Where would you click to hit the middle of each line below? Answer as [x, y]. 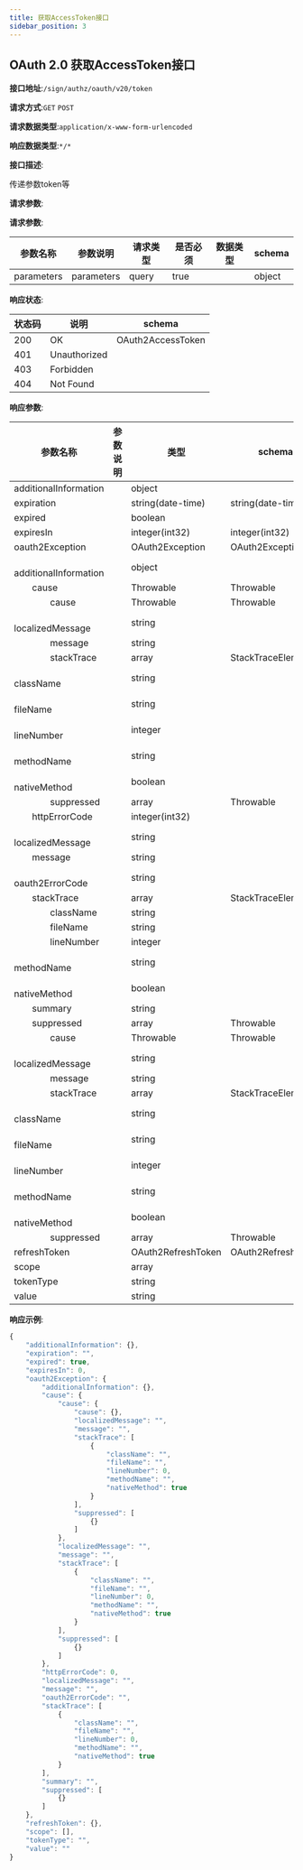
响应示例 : [27, 1319]
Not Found [72, 384]
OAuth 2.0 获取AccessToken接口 [102, 65]
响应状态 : [27, 300]
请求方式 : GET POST [42, 107]
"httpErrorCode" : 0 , [80, 1672]
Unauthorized [79, 355]
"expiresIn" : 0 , [56, 1370]
